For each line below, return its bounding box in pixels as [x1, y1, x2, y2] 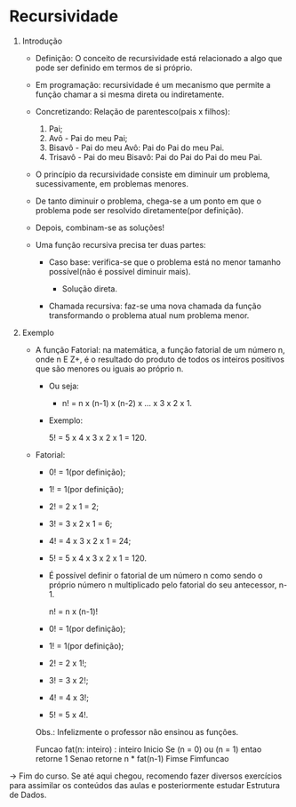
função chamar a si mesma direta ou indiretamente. [35, 89, 225, 100]
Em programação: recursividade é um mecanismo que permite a [35, 79, 271, 90]
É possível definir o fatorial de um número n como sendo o [48, 570, 263, 580]
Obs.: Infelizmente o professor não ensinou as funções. [35, 726, 239, 737]
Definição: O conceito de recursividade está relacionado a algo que [35, 52, 283, 63]
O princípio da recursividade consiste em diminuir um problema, [35, 169, 271, 180]
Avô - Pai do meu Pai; [48, 132, 128, 143]
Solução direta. [61, 283, 118, 294]
